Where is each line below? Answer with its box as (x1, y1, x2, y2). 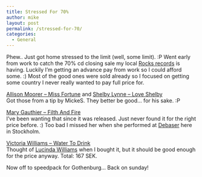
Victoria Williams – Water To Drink (6, 140, 91, 146)
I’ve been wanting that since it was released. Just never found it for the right (6, 115, 197, 122)
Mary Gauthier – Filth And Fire (6, 109, 81, 116)
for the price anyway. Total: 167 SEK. (6, 152, 98, 160)
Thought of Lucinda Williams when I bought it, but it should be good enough (6, 146, 196, 153)
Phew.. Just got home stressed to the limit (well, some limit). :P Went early (6, 54, 191, 60)
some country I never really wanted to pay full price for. (6, 79, 145, 86)
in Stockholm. (6, 128, 41, 135)
